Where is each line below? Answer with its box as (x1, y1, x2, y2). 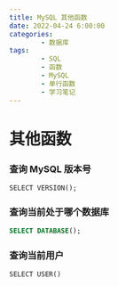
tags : (9, 46, 29, 55)
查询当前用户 (9, 249, 65, 262)
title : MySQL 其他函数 (9, 12, 88, 22)
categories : (9, 29, 53, 38)
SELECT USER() (9, 270, 62, 279)
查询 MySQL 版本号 (9, 162, 91, 175)
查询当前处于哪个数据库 (9, 206, 109, 218)
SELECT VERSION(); (9, 184, 77, 192)
